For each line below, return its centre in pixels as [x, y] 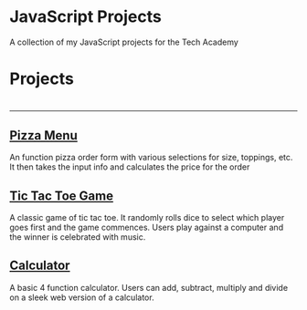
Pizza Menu [43, 135]
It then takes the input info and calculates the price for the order [130, 167]
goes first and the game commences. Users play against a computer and [147, 227]
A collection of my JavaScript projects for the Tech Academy [124, 42]
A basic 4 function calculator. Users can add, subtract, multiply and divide [149, 287]
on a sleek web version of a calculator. [82, 297]
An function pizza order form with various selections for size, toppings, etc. [151, 158]
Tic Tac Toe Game [62, 196]
